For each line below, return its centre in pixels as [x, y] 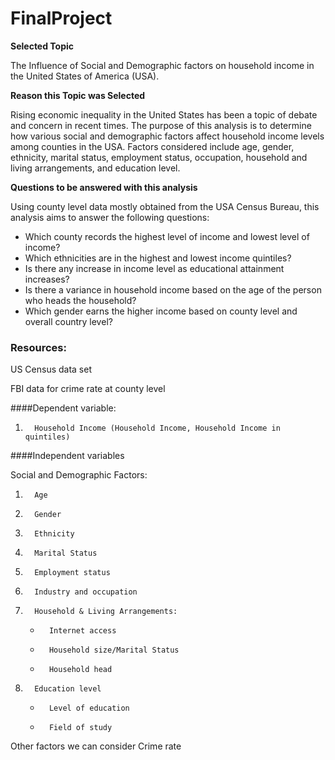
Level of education [89, 708]
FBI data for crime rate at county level [88, 389]
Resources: [38, 347]
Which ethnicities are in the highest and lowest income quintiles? [158, 258]
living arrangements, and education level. [95, 168]
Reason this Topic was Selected [78, 95]
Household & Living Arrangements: [106, 612]
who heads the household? [80, 300]
